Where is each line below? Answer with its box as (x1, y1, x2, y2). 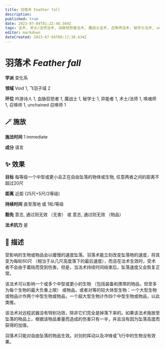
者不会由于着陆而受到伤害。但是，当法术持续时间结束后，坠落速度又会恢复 (5, 264, 156, 270)
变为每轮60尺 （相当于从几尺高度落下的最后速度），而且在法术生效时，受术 (5, 258, 156, 264)
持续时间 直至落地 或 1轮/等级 (5, 201, 64, 207)
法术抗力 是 (5, 222, 28, 228)
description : (5, 12, 32, 17)
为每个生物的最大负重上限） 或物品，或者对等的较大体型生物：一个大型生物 (5, 287, 157, 293)
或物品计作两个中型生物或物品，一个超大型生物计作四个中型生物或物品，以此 (5, 293, 160, 299)
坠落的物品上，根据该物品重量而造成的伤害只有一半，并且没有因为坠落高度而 (5, 316, 160, 322)
